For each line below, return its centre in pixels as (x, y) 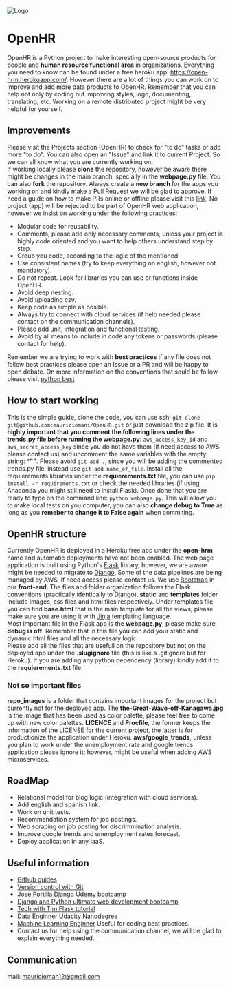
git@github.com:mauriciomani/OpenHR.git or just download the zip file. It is (112, 425)
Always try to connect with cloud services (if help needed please (109, 314)
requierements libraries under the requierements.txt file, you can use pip (111, 476)
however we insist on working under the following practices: (92, 213)
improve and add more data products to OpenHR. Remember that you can (112, 87)
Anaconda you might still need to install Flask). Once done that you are (107, 490)
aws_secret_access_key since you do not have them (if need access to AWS (113, 446)
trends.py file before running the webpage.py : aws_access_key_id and (107, 439)
